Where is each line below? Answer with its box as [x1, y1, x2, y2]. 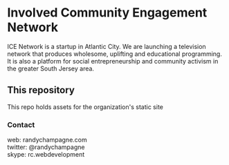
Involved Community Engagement [7, 5, 208, 21]
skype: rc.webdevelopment [7, 151, 85, 159]
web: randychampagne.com [7, 136, 88, 144]
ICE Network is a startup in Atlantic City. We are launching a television [7, 42, 206, 50]
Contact [7, 119, 35, 129]
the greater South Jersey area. [7, 64, 95, 72]
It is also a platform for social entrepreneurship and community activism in [7, 57, 219, 65]
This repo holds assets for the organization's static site [7, 102, 164, 111]
